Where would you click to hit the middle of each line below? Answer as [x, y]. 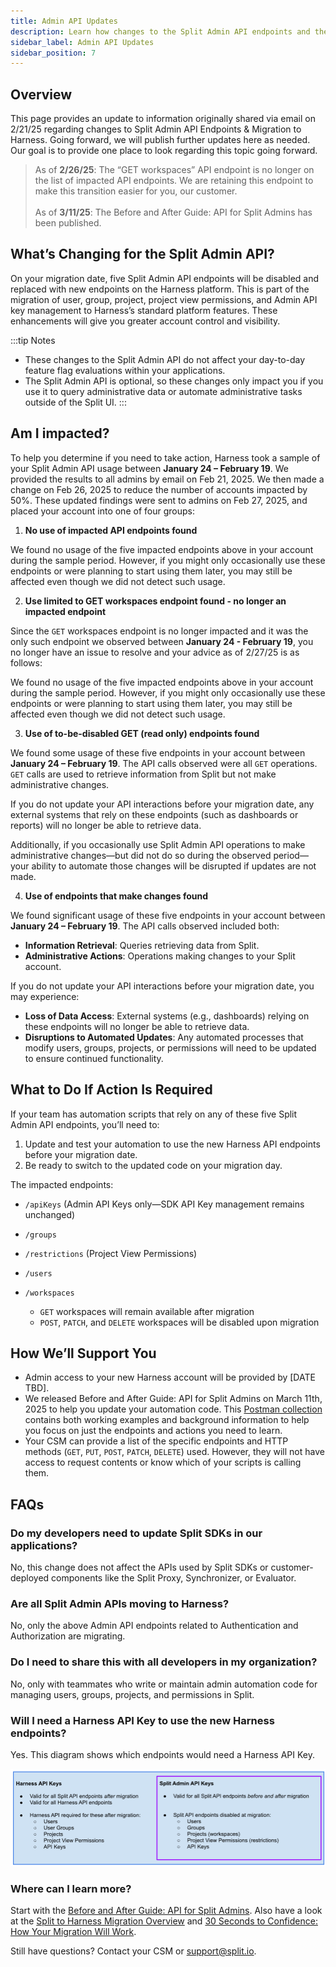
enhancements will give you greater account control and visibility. [145, 321]
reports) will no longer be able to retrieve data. [106, 825]
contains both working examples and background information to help [167, 1420]
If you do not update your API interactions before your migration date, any [162, 804]
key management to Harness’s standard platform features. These [144, 310]
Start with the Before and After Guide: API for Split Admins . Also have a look [166, 1910]
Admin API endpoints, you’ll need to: [85, 1124]
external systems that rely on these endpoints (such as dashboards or [154, 814]
